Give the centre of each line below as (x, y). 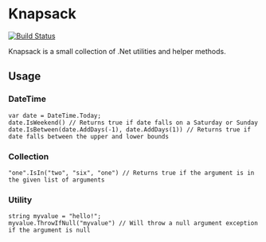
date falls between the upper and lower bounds (89, 136)
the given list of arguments (57, 180)
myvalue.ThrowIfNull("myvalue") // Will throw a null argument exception (133, 224)
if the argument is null (49, 230)
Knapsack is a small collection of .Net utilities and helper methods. (117, 51)
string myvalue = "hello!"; (55, 217)
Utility (20, 200)
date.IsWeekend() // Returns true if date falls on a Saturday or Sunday (133, 123)
